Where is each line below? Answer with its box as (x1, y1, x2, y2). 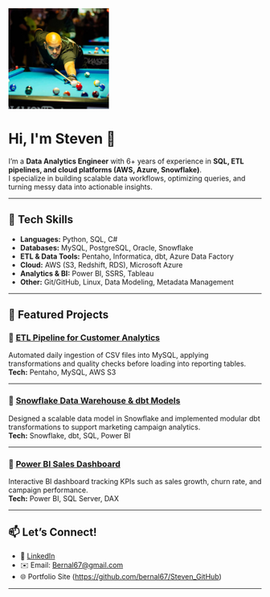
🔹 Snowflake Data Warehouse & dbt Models (8, 395, 181, 406)
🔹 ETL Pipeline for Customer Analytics (8, 332, 161, 343)
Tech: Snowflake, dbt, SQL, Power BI (8, 430, 131, 440)
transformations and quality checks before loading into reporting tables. (8, 359, 247, 369)
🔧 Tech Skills (8, 213, 74, 226)
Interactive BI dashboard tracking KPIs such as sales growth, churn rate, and (8, 477, 262, 487)
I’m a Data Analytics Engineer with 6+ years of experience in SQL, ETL (8, 156, 244, 166)
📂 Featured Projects (8, 308, 109, 321)
